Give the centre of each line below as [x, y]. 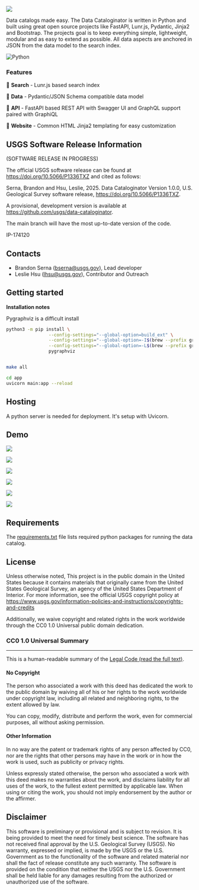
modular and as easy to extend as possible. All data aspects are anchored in [99, 39]
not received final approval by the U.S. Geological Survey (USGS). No [91, 844]
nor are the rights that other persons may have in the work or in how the [94, 756]
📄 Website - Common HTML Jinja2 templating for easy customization [91, 126]
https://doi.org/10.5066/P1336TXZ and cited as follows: [73, 176]
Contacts [24, 254]
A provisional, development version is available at [66, 206]
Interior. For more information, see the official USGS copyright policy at [93, 595]
